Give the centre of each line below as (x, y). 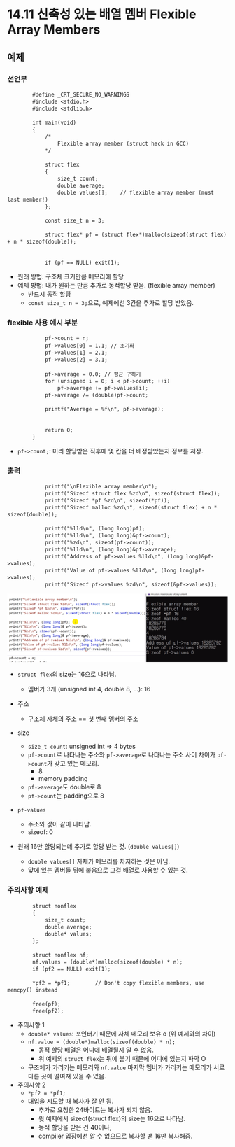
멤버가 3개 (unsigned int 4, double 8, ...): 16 (89, 689)
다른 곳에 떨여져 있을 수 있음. (67, 1076)
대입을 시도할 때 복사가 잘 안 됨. (71, 1101)
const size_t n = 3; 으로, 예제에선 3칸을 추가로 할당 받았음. (111, 302)
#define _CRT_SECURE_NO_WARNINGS (81, 94)
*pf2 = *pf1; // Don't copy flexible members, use (119, 983)
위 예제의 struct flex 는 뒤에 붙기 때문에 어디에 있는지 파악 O (122, 1058)
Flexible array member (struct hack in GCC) (123, 143)
